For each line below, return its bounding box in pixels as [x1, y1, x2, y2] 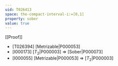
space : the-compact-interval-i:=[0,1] [5, 12, 84, 17]
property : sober [5, 16, 38, 21]
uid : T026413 [5, 7, 32, 12]
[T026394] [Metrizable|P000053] [12, 44, 80, 49]
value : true [5, 21, 29, 26]
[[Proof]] [5, 34, 23, 40]
